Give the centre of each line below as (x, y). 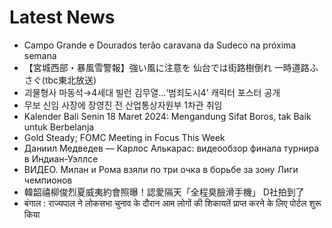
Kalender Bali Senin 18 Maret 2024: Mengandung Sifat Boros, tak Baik (167, 116)
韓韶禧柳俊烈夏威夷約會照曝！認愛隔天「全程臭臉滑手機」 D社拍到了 (164, 192)
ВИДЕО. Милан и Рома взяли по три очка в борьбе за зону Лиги (161, 169)
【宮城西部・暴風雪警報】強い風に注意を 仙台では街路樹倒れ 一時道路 (166, 67)
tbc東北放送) (70, 80)
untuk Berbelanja (59, 127)
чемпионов (48, 180)
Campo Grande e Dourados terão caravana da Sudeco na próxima (160, 45)
